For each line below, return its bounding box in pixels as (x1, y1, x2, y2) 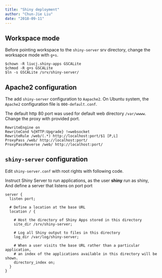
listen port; (9, 196, 36, 201)
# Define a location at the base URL (9, 205, 86, 210)
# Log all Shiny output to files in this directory (14, 230, 120, 235)
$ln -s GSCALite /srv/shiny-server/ (5, 70, 79, 75)
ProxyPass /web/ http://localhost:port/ (5, 138, 88, 143)
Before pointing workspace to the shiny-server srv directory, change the (5, 47, 150, 53)
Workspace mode (5, 34, 60, 42)
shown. (5, 256, 18, 261)
